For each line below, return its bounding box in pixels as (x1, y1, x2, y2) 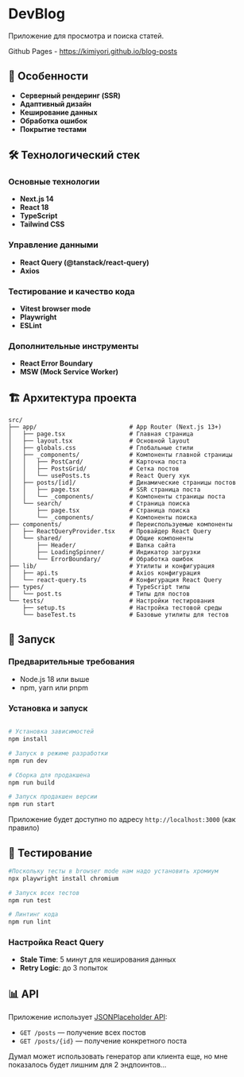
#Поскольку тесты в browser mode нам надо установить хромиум (8, 867, 219, 875)
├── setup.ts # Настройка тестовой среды (22, 604, 223, 612)
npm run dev (8, 757, 48, 765)
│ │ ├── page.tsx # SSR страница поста (8, 486, 201, 494)
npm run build (8, 778, 56, 787)
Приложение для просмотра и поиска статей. (8, 31, 165, 41)
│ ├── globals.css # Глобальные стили (8, 444, 194, 452)
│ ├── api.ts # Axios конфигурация (8, 569, 201, 577)
